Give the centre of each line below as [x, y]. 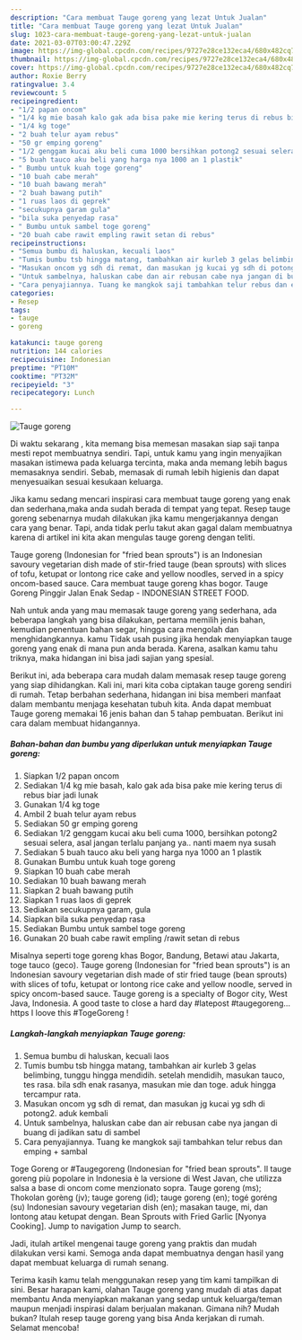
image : [22, 51]
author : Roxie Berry [49, 76]
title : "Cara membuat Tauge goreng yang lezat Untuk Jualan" [127, 26]
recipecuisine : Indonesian [60, 359]
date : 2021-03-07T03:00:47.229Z [70, 43]
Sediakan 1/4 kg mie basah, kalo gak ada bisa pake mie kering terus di [153, 786]
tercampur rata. [52, 1094]
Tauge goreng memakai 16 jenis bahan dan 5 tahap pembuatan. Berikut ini [147, 714]
